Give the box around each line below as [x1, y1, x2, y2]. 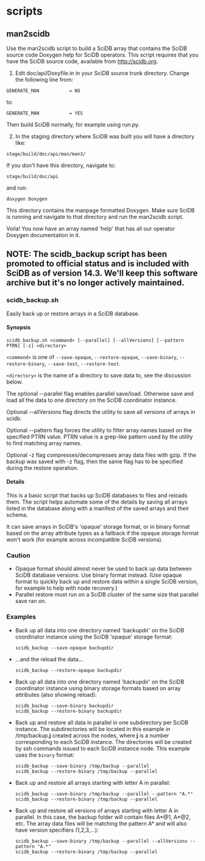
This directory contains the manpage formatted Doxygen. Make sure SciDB [6, 207, 195, 214]
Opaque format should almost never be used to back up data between [15, 565, 192, 573]
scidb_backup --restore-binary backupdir [15, 708, 122, 714]
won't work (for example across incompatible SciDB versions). [6, 536, 163, 543]
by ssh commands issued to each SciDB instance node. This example [15, 745, 190, 752]
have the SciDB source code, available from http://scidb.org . [6, 58, 159, 65]
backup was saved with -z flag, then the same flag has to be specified [6, 457, 183, 465]
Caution [6, 551, 31, 560]
